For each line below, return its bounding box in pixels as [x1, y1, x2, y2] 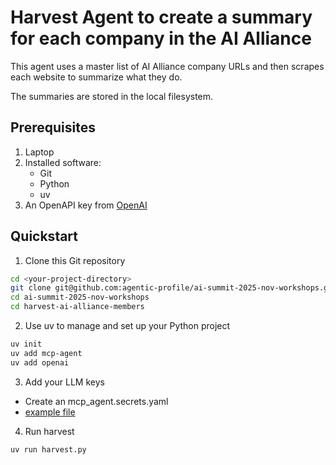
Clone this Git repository [24, 254, 126, 266]
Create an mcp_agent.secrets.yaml [24, 395, 169, 407]
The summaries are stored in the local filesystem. [10, 90, 214, 102]
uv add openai [10, 357, 70, 368]
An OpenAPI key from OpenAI [24, 199, 148, 211]
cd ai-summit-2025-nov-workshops [10, 292, 150, 303]
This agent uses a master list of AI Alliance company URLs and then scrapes [10, 60, 325, 72]
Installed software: [24, 156, 102, 168]
